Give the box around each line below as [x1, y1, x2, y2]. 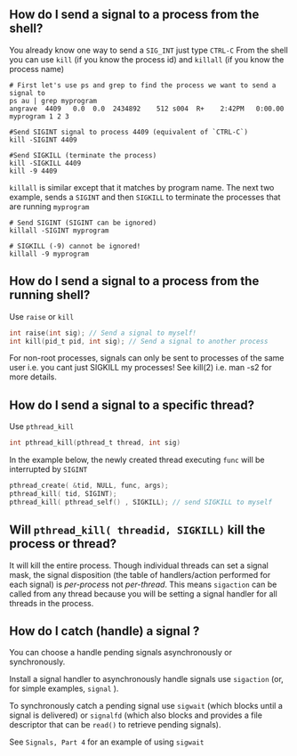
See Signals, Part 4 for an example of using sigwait [9, 736, 205, 747]
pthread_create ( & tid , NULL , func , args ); [9, 481, 169, 491]
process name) [9, 63, 65, 74]
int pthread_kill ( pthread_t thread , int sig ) [9, 438, 181, 448]
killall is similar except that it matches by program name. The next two [9, 182, 275, 192]
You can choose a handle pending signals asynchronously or [9, 647, 233, 658]
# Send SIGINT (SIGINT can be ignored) [9, 218, 157, 227]
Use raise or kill [9, 311, 74, 321]
